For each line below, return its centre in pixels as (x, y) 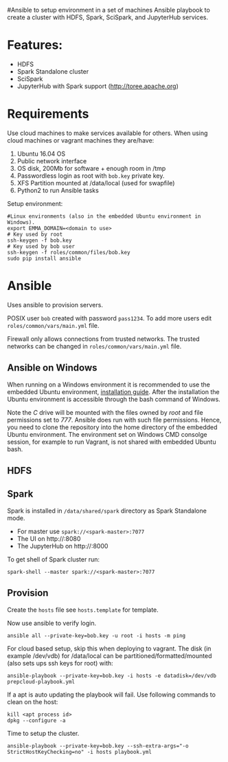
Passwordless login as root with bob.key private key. (91, 176)
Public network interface (52, 161)
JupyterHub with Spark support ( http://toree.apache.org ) (98, 86)
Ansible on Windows (52, 368)
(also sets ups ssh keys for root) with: (60, 663)
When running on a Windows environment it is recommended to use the (109, 384)
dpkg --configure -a (37, 720)
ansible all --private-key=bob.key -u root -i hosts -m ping (96, 636)
